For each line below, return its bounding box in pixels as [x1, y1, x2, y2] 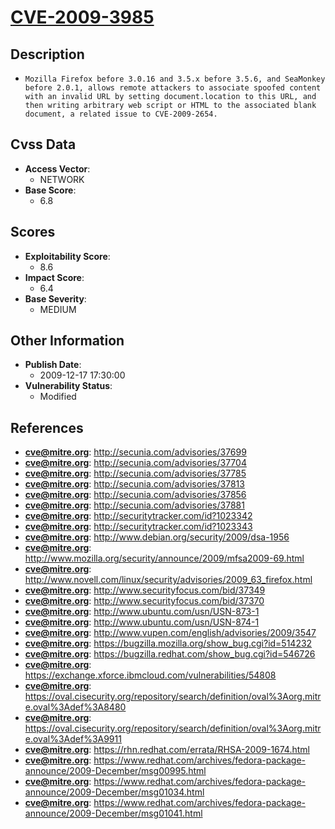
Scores [10, 224, 56, 241]
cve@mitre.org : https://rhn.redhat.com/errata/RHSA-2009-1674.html [24, 744, 310, 756]
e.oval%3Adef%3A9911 [24, 733, 122, 745]
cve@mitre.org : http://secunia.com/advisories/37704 [24, 457, 247, 469]
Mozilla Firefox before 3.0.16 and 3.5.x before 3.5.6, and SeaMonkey [24, 74, 326, 84]
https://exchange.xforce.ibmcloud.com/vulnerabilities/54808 [24, 669, 277, 681]
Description [10, 46, 85, 63]
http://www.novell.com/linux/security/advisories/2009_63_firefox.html [24, 574, 313, 586]
